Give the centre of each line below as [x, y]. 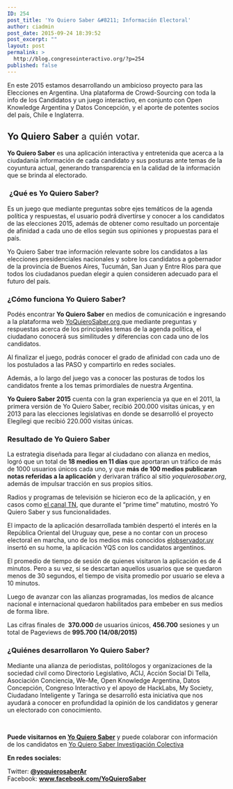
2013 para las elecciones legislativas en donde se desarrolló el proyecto [110, 414]
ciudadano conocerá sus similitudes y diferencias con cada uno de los [108, 336]
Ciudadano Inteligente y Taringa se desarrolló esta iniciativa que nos [105, 695]
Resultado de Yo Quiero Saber [59, 439]
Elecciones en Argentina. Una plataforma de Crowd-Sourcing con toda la [112, 92]
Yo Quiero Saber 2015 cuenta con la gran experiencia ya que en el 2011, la [114, 399]
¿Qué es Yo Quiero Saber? [54, 193]
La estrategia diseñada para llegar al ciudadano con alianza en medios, [109, 454]
